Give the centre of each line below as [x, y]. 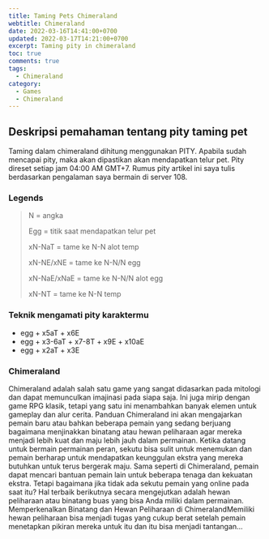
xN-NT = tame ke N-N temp [75, 294]
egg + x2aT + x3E [50, 350]
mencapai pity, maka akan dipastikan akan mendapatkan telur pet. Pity [126, 160]
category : [25, 83]
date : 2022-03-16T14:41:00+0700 [63, 31]
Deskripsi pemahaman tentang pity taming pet [128, 132]
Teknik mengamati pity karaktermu [79, 315]
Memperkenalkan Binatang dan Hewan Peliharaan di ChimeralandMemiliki [132, 509]
